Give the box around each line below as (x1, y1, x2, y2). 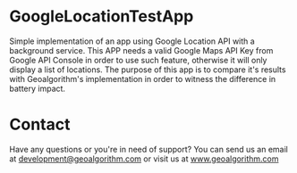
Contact (9, 114, 71, 135)
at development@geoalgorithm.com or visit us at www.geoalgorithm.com (9, 153, 279, 164)
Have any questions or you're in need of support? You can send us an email (9, 144, 288, 154)
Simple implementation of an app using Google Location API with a (9, 36, 255, 46)
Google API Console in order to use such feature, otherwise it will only (9, 54, 267, 65)
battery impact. (9, 83, 65, 94)
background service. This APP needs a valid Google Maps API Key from (9, 45, 274, 55)
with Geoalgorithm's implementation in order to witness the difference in (9, 73, 276, 84)
